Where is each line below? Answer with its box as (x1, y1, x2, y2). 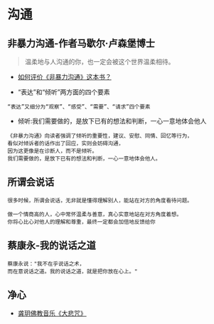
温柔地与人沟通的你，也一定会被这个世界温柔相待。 (24, 58, 175, 66)
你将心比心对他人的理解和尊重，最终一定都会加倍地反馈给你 (7, 218, 156, 226)
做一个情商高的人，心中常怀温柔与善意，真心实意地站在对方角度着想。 (7, 211, 183, 218)
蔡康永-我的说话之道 (7, 240, 96, 252)
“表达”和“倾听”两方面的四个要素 (17, 88, 110, 96)
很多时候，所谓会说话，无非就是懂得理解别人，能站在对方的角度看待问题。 (7, 197, 193, 204)
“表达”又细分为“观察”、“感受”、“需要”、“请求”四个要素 (7, 103, 151, 111)
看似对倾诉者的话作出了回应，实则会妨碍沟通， (7, 140, 124, 147)
